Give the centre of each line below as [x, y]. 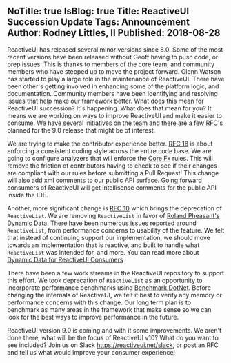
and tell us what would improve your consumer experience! [91, 352]
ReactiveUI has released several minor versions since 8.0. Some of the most [115, 49]
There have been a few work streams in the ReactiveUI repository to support [116, 273]
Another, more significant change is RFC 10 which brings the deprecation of [115, 208]
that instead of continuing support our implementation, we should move [109, 237]
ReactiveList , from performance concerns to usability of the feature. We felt [116, 230]
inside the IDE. [28, 195]
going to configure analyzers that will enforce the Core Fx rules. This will [110, 158]
